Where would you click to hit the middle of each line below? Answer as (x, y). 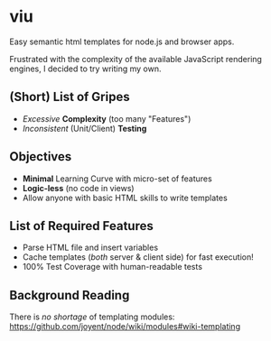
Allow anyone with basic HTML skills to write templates (125, 198)
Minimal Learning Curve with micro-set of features (117, 179)
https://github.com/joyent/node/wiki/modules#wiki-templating (125, 327)
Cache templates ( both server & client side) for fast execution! (138, 257)
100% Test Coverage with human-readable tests (112, 267)
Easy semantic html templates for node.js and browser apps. (122, 41)
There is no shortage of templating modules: (92, 317)
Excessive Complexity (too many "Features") (107, 118)
